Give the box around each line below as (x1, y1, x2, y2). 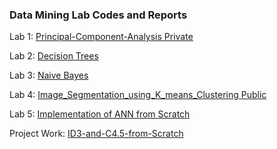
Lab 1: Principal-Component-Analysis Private (9, 31, 194, 43)
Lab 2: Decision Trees (9, 50, 99, 62)
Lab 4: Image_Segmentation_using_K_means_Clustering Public (9, 89, 267, 101)
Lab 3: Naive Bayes (9, 69, 89, 82)
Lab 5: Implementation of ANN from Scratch (9, 108, 191, 120)
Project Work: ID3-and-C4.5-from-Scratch (9, 128, 184, 140)
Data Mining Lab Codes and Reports (9, 8, 188, 22)
